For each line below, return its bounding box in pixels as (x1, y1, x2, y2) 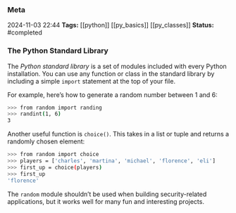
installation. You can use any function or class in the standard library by (7, 69, 215, 78)
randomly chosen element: (7, 137, 85, 146)
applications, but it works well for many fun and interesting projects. (7, 197, 204, 205)
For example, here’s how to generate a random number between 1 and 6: (7, 90, 218, 99)
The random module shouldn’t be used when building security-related (7, 190, 207, 198)
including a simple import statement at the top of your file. (7, 77, 176, 85)
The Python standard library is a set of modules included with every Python (7, 62, 227, 70)
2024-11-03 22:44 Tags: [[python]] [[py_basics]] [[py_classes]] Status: (7, 21, 214, 30)
